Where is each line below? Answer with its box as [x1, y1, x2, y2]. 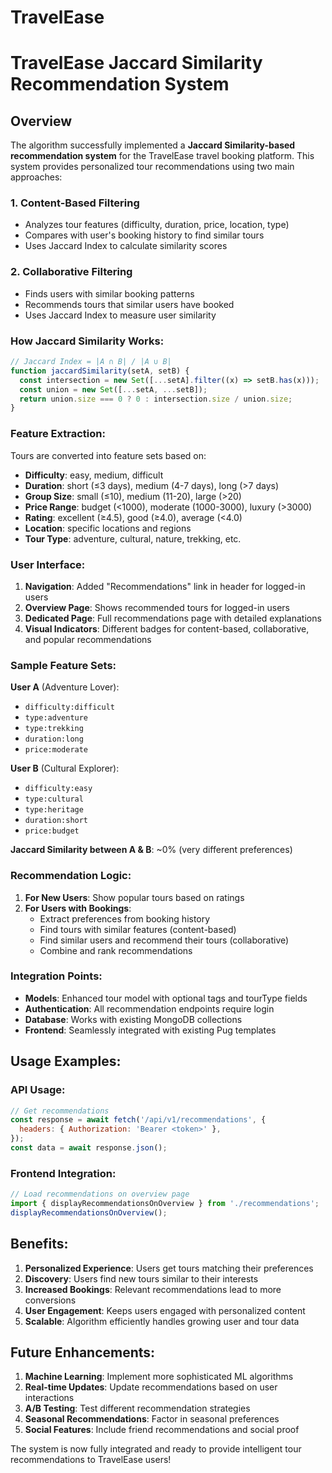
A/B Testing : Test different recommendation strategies [24, 1402, 251, 1415]
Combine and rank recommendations [39, 944, 193, 956]
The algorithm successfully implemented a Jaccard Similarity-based [10, 139, 296, 151]
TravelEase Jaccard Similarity [10, 52, 263, 75]
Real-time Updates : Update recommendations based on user [24, 1381, 278, 1393]
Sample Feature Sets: [10, 658, 117, 672]
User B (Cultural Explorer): [10, 762, 120, 775]
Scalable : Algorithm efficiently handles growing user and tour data [24, 1315, 300, 1327]
